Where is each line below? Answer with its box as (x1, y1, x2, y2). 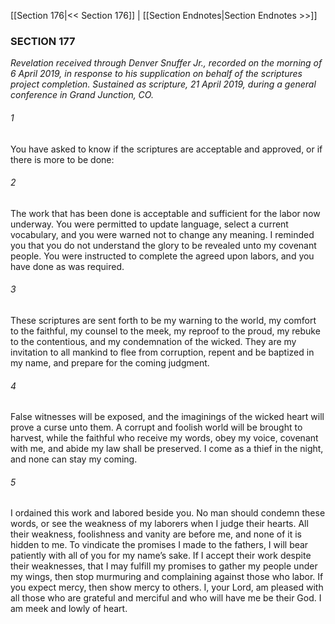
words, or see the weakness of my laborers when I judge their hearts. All (10, 518, 309, 530)
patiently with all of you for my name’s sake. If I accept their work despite (10, 550, 312, 562)
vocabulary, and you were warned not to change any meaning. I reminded (10, 228, 315, 240)
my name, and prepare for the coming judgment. (10, 356, 210, 369)
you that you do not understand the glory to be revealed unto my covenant (10, 239, 317, 251)
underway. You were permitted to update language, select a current (10, 218, 289, 230)
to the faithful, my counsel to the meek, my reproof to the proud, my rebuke (10, 325, 321, 337)
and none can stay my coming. (10, 453, 138, 465)
